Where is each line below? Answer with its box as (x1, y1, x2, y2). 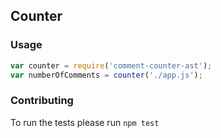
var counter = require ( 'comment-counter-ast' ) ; (10, 60, 213, 71)
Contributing (10, 94, 74, 108)
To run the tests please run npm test (10, 116, 160, 128)
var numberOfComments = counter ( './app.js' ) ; (10, 70, 203, 80)
